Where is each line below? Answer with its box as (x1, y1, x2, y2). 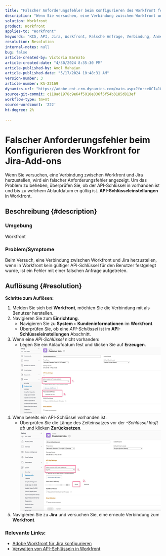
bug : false (5, 50, 28, 55)
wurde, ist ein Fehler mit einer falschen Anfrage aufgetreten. (5, 268, 128, 274)
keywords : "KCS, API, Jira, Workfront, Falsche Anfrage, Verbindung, (5, 34, 152, 39)
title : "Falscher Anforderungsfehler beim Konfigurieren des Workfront (5, 8, 156, 13)
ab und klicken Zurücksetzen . (19, 425, 82, 431)
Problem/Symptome (5, 246, 55, 253)
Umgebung (5, 222, 33, 229)
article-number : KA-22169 (5, 81, 58, 86)
